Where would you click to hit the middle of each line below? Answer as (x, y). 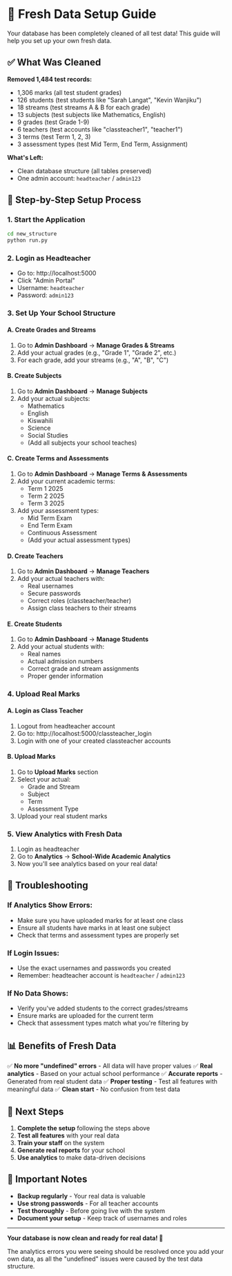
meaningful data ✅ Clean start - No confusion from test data (94, 1089)
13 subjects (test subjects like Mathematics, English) (91, 114)
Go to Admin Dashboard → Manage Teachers (83, 571)
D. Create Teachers (35, 556)
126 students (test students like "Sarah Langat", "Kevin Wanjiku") (109, 100)
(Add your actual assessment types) (79, 540)
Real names (44, 654)
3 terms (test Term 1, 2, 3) (54, 136)
